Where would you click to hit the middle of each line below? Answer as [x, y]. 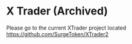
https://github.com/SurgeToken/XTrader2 [57, 34]
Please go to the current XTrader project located [66, 28]
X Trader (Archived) [57, 11]
